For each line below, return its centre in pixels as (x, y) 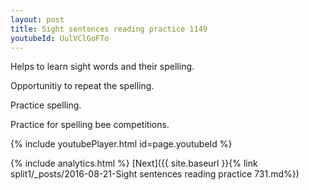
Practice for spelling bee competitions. (90, 125)
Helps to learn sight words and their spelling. (102, 67)
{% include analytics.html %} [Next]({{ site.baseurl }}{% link (134, 163)
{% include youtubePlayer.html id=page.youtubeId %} (121, 144)
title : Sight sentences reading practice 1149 (109, 29)
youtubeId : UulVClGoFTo (60, 38)
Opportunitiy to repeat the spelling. (82, 86)
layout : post (37, 19)
